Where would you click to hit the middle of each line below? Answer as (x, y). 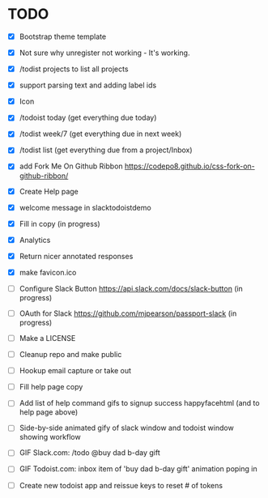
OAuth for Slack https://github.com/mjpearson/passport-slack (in (128, 313)
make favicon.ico (48, 272)
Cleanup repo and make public (70, 355)
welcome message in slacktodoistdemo (85, 207)
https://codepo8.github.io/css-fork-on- (190, 166)
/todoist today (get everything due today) (88, 117)
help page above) (49, 412)
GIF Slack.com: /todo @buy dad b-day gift (89, 453)
